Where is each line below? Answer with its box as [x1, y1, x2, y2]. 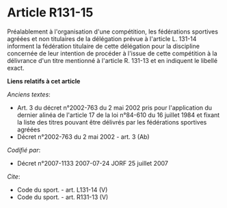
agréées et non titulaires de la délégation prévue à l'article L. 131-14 [7, 34, 197, 42]
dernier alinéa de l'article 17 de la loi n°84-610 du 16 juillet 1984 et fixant [16, 111, 220, 119]
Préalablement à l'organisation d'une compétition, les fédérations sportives [7, 27, 219, 36]
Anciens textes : [7, 90, 51, 99]
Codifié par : [7, 146, 41, 154]
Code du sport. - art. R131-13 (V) [16, 193, 109, 201]
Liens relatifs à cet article [7, 77, 81, 85]
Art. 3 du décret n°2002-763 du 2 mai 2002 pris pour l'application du [16, 103, 213, 112]
